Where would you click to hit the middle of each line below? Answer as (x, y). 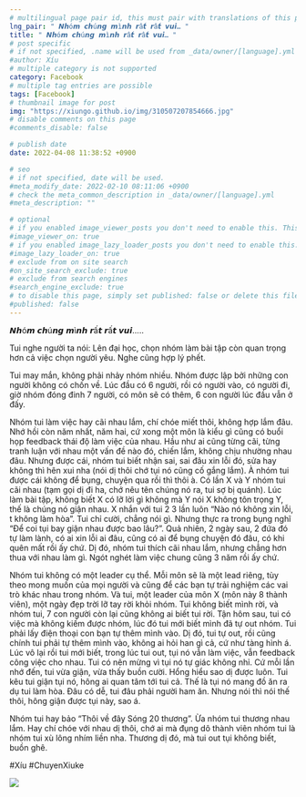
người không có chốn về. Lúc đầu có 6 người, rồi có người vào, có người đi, (150, 384)
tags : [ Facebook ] (42, 94)
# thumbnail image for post (63, 102)
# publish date (38, 145)
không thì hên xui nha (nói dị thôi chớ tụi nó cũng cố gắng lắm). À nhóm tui (149, 470)
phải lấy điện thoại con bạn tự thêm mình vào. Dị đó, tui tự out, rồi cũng (143, 633)
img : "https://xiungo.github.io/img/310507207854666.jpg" (122, 111)
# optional (30, 220)
